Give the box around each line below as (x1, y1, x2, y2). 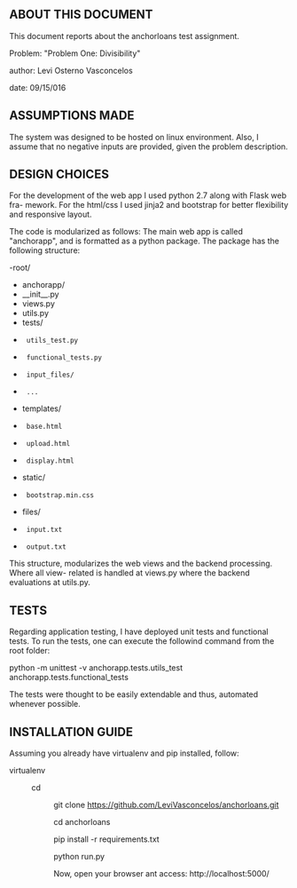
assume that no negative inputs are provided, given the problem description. (9, 141, 288, 152)
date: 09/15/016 (9, 82, 66, 92)
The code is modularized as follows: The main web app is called (9, 226, 244, 237)
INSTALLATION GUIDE (9, 724, 133, 740)
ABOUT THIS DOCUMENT (9, 7, 153, 22)
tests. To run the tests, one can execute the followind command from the (9, 636, 275, 646)
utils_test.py (26, 337, 79, 345)
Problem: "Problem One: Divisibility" (9, 48, 141, 59)
